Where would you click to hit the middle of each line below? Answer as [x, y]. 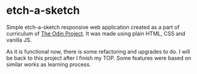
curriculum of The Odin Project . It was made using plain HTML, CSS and [96, 33]
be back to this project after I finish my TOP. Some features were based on [99, 58]
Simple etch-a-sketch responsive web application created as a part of [93, 27]
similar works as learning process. [49, 64]
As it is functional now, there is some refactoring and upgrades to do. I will [98, 51]
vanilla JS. [19, 40]
